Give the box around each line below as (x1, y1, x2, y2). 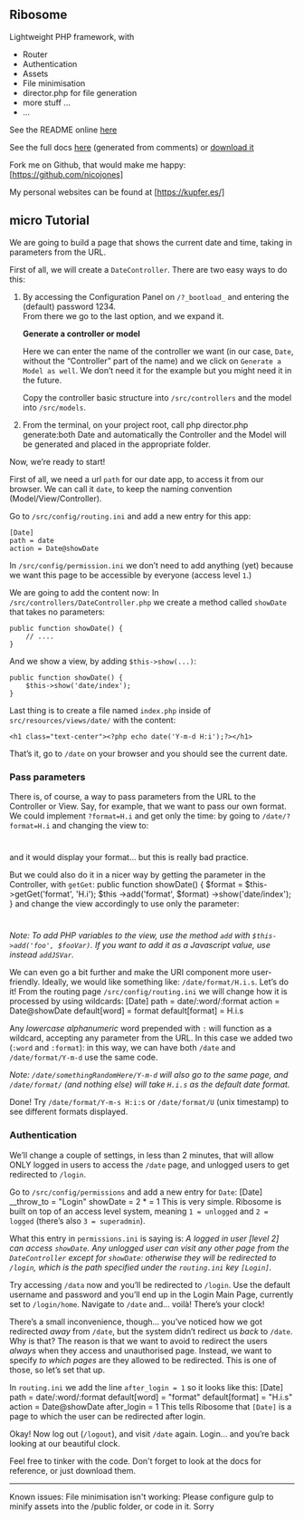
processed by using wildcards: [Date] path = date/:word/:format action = (9, 996, 280, 1007)
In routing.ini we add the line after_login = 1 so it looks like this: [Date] (9, 1381, 283, 1392)
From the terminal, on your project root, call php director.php (22, 419, 249, 430)
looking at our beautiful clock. (9, 1438, 120, 1448)
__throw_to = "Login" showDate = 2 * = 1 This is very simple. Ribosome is (9, 1196, 282, 1206)
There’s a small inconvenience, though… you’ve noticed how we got (9, 1316, 262, 1327)
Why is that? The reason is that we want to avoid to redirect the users (9, 1335, 269, 1346)
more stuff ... (22, 97, 71, 108)
